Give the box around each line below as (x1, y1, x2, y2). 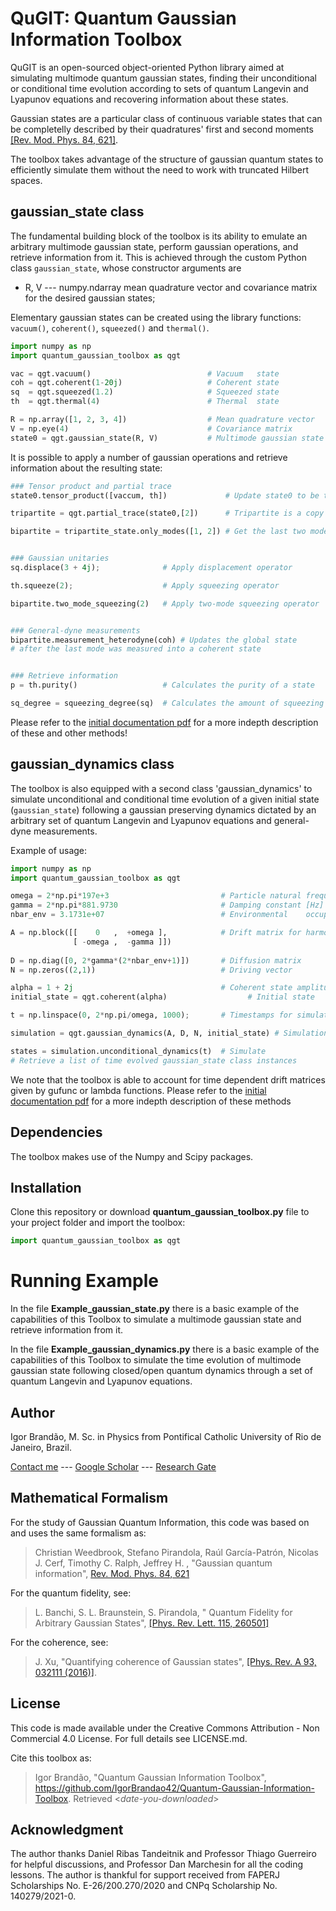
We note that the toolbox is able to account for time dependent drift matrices (10, 1073, 326, 1086)
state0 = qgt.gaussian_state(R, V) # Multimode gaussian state (10, 433, 325, 443)
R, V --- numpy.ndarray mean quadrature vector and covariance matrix (24, 281, 318, 293)
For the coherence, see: (10, 1636, 109, 1648)
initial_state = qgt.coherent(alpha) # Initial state (10, 992, 315, 1002)
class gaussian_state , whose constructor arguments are (10, 262, 242, 274)
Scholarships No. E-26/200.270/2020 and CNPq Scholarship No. (10, 1880, 278, 1892)
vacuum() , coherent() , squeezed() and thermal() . (10, 322, 210, 334)
